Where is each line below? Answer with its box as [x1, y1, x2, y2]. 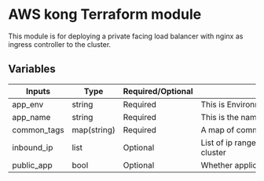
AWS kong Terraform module [8, 5, 202, 24]
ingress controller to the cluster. [8, 39, 112, 49]
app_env [12, 99, 44, 110]
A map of [200, 124, 235, 135]
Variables [8, 63, 57, 76]
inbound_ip [12, 142, 53, 153]
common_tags [12, 124, 64, 135]
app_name [12, 111, 51, 122]
